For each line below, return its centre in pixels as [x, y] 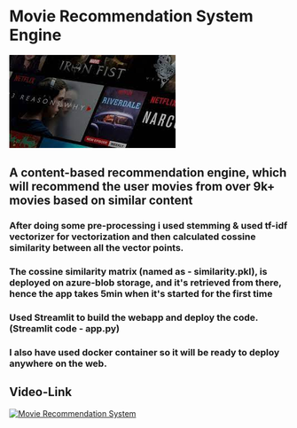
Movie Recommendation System [132, 16]
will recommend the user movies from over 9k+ [142, 187]
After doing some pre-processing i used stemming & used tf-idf [148, 226]
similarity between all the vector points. [97, 248]
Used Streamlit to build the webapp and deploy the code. [134, 318]
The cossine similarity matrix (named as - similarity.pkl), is [138, 272]
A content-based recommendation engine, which [148, 173]
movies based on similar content [101, 201]
